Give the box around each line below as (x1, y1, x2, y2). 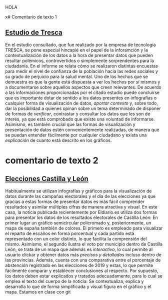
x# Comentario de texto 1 (5, 14, 57, 19)
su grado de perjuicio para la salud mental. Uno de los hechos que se (5, 73, 148, 79)
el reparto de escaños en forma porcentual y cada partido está (5, 230, 134, 236)
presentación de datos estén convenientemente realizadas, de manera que (5, 126, 159, 132)
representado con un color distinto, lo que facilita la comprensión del (5, 235, 147, 241)
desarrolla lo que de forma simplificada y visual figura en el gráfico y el (5, 283, 151, 289)
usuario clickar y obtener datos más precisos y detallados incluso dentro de (5, 251, 161, 257)
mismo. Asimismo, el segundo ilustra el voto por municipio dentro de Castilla (5, 241, 163, 247)
